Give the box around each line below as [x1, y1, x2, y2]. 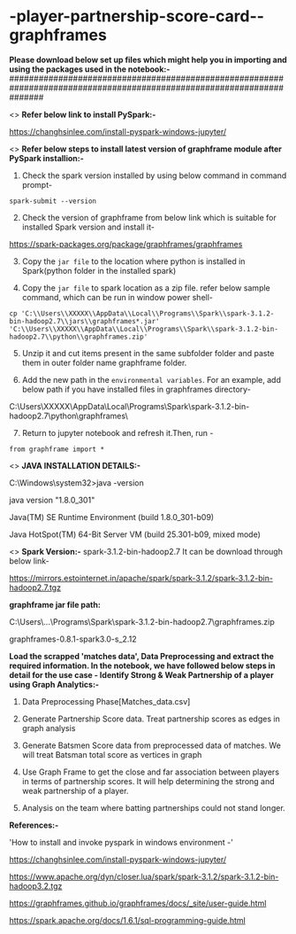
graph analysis [21, 722, 76, 733]
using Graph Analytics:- [9, 679, 100, 689]
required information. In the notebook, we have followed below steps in [9, 660, 276, 671]
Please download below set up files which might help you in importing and [9, 54, 287, 65]
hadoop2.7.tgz [9, 582, 62, 593]
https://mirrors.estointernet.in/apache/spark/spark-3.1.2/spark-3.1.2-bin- [9, 572, 274, 583]
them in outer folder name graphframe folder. [21, 357, 187, 368]
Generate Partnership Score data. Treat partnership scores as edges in [21, 713, 280, 724]
